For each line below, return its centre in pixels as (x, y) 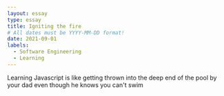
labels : (18, 45)
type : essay (24, 20)
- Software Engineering (47, 52)
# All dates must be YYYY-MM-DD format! (66, 33)
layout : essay (28, 13)
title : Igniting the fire (44, 26)
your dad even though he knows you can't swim (75, 85)
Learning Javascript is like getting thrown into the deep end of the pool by (112, 77)
